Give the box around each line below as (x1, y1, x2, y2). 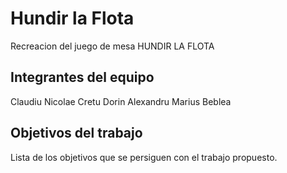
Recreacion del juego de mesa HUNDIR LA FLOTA (10, 40, 215, 52)
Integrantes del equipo (10, 69, 155, 86)
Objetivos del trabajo (10, 125, 143, 142)
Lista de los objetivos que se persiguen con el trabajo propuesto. (10, 151, 278, 163)
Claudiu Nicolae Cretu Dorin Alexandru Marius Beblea (10, 95, 232, 107)
